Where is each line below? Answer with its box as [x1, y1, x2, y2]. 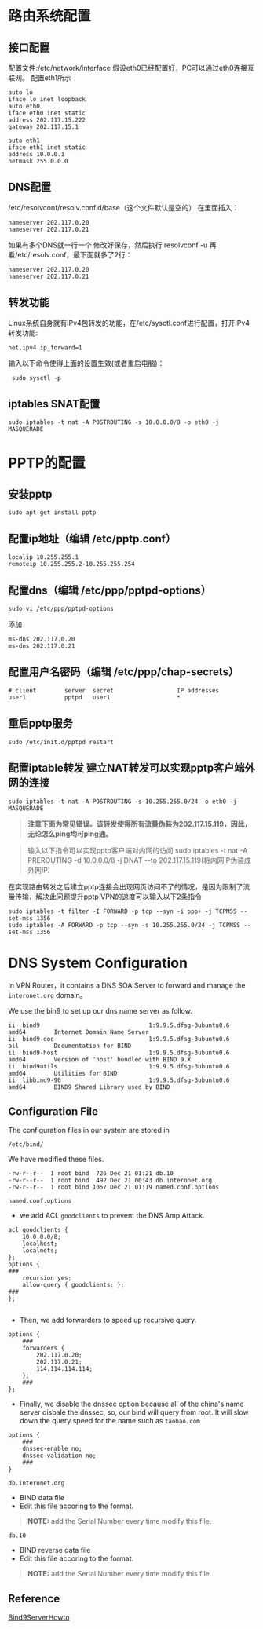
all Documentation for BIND [8, 1042, 132, 1050]
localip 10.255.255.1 [8, 553, 79, 561]
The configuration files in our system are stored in [8, 1126, 170, 1135]
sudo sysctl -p [11, 374, 61, 382]
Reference [8, 1591, 60, 1605]
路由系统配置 [8, 7, 92, 25]
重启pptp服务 [8, 717, 73, 730]
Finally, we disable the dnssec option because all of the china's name [19, 1399, 244, 1409]
